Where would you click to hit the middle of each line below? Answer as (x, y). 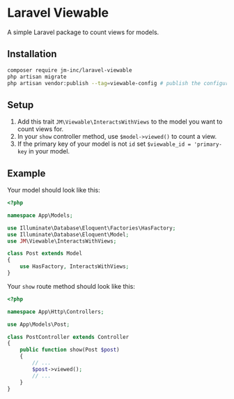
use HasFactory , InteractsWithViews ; (75, 266)
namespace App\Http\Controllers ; (56, 312)
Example (26, 173)
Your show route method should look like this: (71, 286)
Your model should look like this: (54, 190)
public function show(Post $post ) (70, 350)
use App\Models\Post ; (39, 324)
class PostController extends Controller (68, 337)
